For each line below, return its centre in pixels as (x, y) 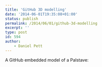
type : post (16, 32)
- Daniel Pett (28, 46)
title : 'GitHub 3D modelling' (36, 10)
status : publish (22, 19)
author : (13, 42)
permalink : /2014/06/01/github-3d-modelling (51, 23)
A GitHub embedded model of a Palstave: (47, 60)
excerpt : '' (17, 28)
